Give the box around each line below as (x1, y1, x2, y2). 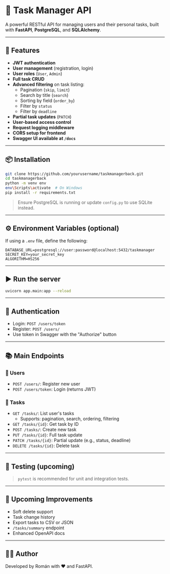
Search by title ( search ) (20, 92, 69, 98)
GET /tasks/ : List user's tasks (12, 411, 74, 417)
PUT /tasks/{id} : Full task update (12, 432, 82, 438)
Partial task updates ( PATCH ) (12, 114, 72, 120)
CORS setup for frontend (12, 129, 66, 136)
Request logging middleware (12, 124, 74, 130)
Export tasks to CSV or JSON (12, 519, 74, 525)
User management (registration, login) (12, 65, 94, 71)
